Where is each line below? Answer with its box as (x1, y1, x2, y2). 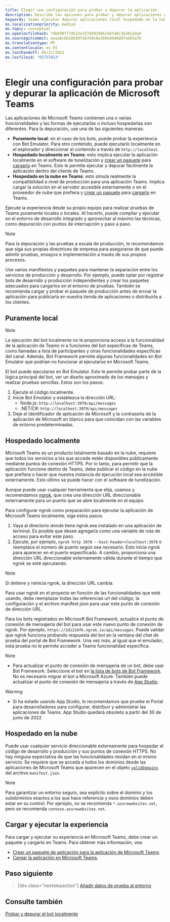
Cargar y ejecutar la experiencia (5, 820, 109, 829)
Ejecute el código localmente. (12, 389, 74, 395)
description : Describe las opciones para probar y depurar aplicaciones (5, 12, 162, 17)
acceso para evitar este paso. (12, 533, 75, 539)
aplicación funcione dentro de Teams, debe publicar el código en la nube (5, 466, 158, 472)
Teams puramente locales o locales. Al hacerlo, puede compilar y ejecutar (5, 210, 160, 216)
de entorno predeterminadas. (12, 422, 74, 428)
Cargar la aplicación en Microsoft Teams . (12, 854, 99, 861)
